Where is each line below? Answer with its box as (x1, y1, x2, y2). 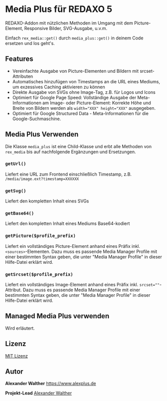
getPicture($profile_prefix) (5, 233, 76, 239)
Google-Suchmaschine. (12, 116, 61, 122)
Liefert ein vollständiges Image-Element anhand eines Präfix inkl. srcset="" (5, 282, 160, 288)
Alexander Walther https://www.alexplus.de (5, 381, 96, 387)
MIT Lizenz (5, 353, 28, 359)
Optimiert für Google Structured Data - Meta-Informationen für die (12, 110, 149, 116)
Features (5, 55, 33, 63)
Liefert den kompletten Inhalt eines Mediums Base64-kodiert (5, 220, 130, 226)
